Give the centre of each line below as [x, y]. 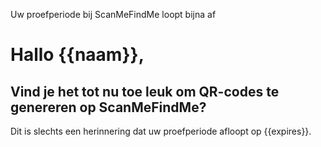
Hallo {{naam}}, [77, 55]
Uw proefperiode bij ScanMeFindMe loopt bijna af [113, 14]
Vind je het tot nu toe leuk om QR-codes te [145, 91]
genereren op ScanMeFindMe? [108, 107]
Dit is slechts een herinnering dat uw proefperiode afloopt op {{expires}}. [161, 131]
